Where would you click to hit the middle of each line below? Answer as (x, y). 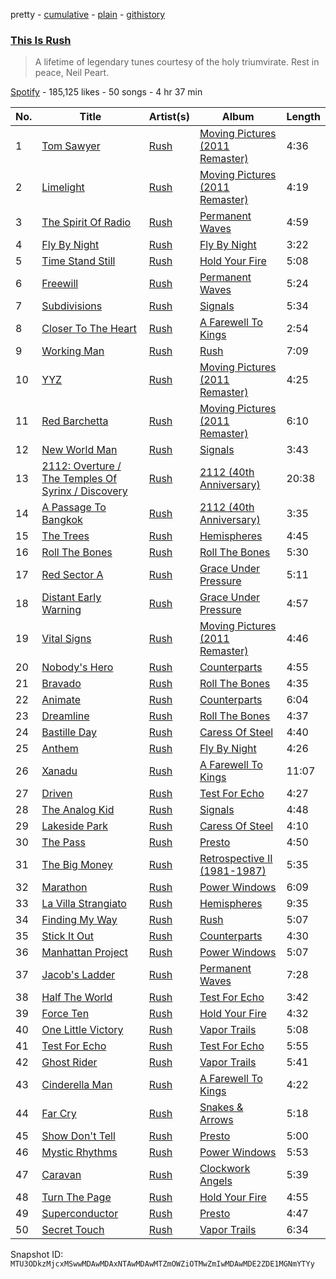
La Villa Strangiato (84, 904)
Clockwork (225, 1169)
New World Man (79, 450)
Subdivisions (72, 306)
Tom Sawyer (71, 146)
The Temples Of (79, 479)
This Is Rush (41, 40)
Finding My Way (79, 920)
